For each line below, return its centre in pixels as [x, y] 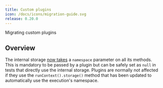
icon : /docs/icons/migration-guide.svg [46, 14]
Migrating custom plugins [31, 33]
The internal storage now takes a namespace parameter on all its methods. [79, 60]
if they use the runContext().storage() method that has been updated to [78, 75]
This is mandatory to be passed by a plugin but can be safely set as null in [81, 65]
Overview [20, 48]
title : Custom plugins [28, 10]
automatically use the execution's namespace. [52, 81]
